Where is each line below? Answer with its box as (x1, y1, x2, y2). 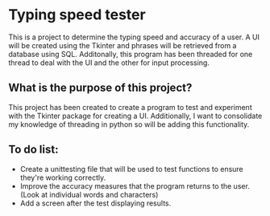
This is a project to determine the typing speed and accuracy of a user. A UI (8, 32, 260, 42)
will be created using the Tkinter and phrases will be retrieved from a (8, 40, 237, 50)
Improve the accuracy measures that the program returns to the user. (19, 181, 250, 190)
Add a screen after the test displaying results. (19, 198, 172, 208)
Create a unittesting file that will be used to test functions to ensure (19, 164, 243, 173)
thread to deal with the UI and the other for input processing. (8, 58, 210, 67)
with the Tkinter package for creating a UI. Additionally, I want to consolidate (8, 111, 263, 120)
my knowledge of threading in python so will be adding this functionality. (8, 119, 250, 129)
